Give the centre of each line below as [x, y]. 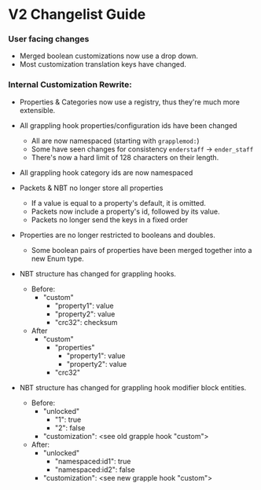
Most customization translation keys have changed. [103, 64]
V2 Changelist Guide [77, 15]
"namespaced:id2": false [95, 470]
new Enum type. [57, 258]
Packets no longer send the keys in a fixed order [110, 219]
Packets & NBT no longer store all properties [91, 188]
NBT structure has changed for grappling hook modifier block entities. [133, 387]
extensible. [37, 110]
